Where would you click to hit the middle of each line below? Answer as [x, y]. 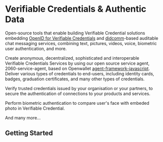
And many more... [23, 118]
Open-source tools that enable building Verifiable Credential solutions [75, 33]
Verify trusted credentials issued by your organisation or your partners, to [79, 88]
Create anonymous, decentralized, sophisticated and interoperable [72, 58]
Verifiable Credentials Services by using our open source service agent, [77, 63]
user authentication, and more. [36, 48]
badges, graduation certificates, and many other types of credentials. [75, 79]
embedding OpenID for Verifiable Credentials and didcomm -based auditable [82, 38]
